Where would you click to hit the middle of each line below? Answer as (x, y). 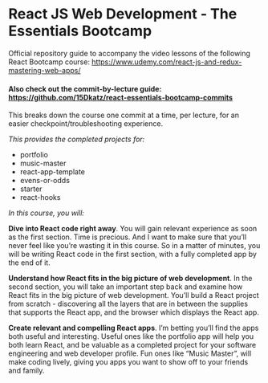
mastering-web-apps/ (45, 70)
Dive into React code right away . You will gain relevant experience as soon (133, 229)
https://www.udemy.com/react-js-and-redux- (167, 62)
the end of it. (29, 263)
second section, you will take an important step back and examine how (126, 287)
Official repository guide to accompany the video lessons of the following (130, 53)
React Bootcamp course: (49, 62)
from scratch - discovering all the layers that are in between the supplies (128, 304)
